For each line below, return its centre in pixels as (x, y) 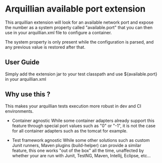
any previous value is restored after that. (45, 47)
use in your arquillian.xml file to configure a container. (59, 32)
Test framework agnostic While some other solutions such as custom (81, 140)
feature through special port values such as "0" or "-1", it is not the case (84, 126)
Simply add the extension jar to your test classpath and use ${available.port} (81, 74)
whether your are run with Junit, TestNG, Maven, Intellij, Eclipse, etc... (81, 155)
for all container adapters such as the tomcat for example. (70, 131)
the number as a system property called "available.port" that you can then (79, 27)
